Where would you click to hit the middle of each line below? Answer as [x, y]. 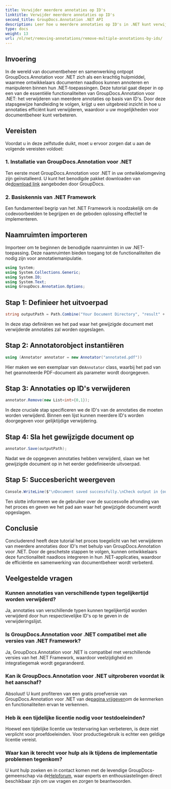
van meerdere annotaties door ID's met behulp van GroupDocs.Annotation [83, 546]
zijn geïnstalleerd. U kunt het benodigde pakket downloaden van [73, 178]
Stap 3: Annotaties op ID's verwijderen [68, 389]
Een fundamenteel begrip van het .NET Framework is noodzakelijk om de [82, 208]
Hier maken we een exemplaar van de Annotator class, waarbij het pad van [83, 367]
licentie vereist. [21, 740]
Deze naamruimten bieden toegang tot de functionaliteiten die [96, 253]
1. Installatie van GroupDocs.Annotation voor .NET [69, 162]
